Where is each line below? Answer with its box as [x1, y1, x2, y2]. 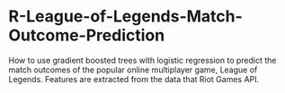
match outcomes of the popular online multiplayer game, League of [8, 64, 258, 75]
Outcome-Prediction [8, 25, 165, 46]
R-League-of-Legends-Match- [8, 6, 244, 27]
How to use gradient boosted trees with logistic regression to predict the [8, 55, 277, 65]
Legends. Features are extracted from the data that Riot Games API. [8, 73, 260, 84]
